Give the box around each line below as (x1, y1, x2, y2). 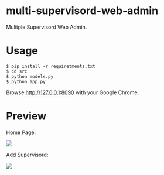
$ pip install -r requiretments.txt (6, 63, 95, 69)
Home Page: (6, 129, 36, 136)
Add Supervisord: (6, 151, 49, 158)
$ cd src (6, 68, 28, 74)
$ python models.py (6, 73, 54, 80)
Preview (6, 109, 47, 123)
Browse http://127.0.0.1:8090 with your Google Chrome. (6, 89, 139, 96)
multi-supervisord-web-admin (6, 4, 159, 18)
